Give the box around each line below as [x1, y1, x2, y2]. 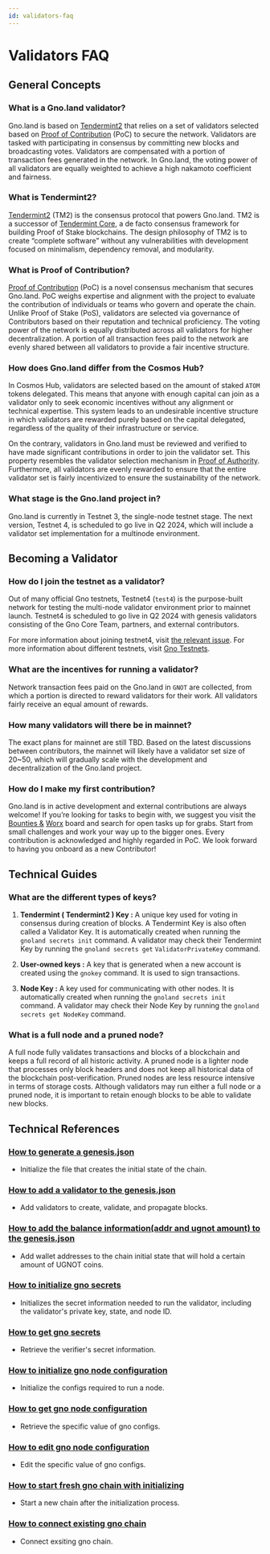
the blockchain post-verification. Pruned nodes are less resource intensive [8, 1073, 256, 1083]
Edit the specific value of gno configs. [19, 1460, 146, 1470]
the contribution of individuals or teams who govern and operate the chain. [8, 300, 256, 309]
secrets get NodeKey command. [19, 1009, 126, 1019]
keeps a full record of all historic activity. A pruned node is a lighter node [8, 1056, 249, 1065]
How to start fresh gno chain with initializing [8, 1479, 185, 1491]
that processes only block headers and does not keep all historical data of [8, 1065, 253, 1074]
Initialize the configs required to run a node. [19, 1383, 165, 1392]
